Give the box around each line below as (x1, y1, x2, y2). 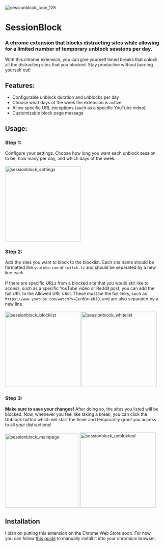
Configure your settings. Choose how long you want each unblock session (5, 150, 156, 156)
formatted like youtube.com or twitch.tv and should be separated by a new (5, 264, 156, 270)
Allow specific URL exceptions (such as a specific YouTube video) (12, 105, 146, 111)
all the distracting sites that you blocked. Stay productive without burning (5, 62, 153, 68)
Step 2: (5, 248, 23, 255)
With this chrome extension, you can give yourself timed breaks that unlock (5, 57, 158, 62)
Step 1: (5, 139, 22, 146)
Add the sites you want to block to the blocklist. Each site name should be (5, 259, 155, 265)
